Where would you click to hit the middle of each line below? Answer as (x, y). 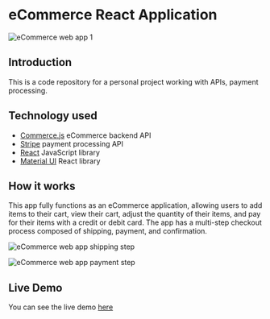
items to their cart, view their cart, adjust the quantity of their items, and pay (135, 214)
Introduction (40, 62)
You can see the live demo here (61, 307)
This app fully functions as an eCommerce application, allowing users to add (135, 205)
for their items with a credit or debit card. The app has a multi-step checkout (135, 222)
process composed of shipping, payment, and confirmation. (108, 231)
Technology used (53, 116)
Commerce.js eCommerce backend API (85, 135)
